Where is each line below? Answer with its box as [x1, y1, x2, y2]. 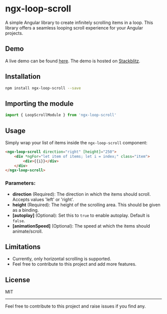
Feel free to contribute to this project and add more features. [12, 261, 137, 267]
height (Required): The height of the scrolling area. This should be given [12, 202, 161, 208]
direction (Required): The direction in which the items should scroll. [12, 191, 151, 197]
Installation [5, 72, 41, 81]
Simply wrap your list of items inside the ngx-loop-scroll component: [5, 139, 148, 145]
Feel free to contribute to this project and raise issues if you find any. [5, 303, 146, 310]
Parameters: [5, 180, 36, 187]
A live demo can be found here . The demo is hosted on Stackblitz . [5, 58, 141, 64]
